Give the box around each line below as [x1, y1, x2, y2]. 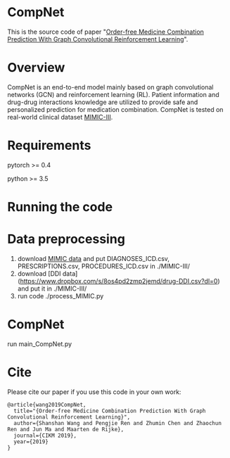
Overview [7, 60, 65, 76]
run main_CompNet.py [7, 339, 72, 348]
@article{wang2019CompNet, [7, 401, 87, 408]
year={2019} [13, 438, 49, 445]
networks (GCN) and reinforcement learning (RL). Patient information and [7, 90, 219, 98]
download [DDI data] [17, 269, 78, 278]
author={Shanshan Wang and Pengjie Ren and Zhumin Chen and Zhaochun [13, 419, 222, 426]
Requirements [7, 138, 91, 153]
